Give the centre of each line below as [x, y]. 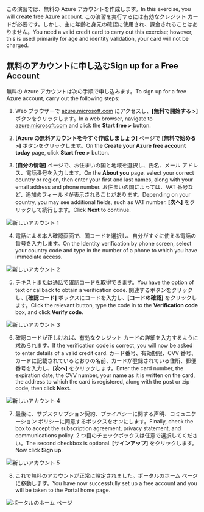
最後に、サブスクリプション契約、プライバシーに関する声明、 [93, 414]
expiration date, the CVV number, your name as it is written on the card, [105, 375]
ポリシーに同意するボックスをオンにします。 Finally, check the [116, 421]
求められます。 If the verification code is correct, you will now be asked [104, 345]
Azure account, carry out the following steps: [63, 98]
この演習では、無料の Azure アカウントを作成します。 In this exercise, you [99, 9]
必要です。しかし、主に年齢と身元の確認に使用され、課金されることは [105, 24]
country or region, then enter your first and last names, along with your [104, 180]
